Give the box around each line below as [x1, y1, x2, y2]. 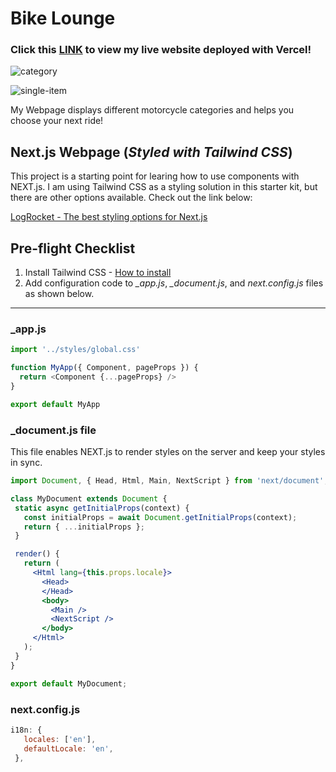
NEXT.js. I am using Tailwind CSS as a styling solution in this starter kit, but [10, 181, 318, 193]
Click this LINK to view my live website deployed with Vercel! [10, 43, 312, 57]
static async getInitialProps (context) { [14, 503, 190, 513]
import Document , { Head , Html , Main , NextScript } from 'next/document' [10, 476, 325, 486]
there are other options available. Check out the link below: [10, 192, 253, 204]
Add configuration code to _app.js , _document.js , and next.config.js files [24, 277, 324, 289]
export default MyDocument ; [10, 678, 128, 689]
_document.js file [10, 423, 97, 437]
